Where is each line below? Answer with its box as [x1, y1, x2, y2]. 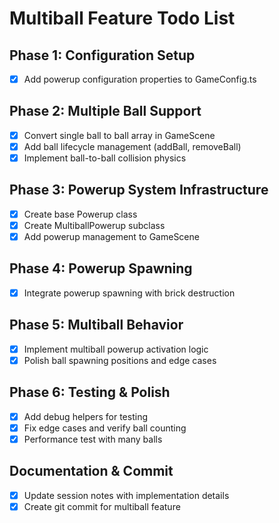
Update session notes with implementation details [23, 489, 230, 501]
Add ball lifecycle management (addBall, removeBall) [23, 140, 242, 152]
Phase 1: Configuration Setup [9, 47, 196, 64]
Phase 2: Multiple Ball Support [9, 103, 202, 120]
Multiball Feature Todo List [9, 7, 236, 30]
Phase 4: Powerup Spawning [9, 260, 193, 277]
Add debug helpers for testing [23, 410, 148, 422]
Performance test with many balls [23, 433, 163, 445]
